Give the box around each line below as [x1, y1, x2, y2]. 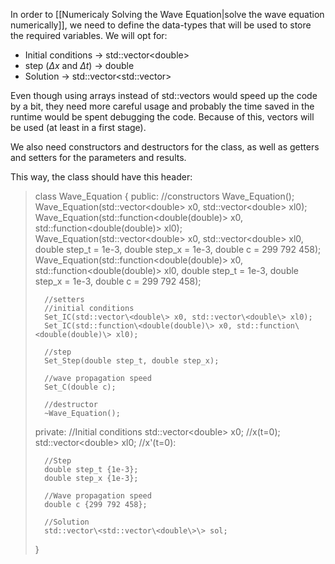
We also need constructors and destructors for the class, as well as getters [10, 141, 320, 153]
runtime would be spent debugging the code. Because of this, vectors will [10, 111, 315, 123]
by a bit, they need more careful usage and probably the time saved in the [10, 100, 315, 112]
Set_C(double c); [44, 382, 117, 392]
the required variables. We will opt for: [10, 30, 168, 41]
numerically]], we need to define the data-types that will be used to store [10, 19, 312, 31]
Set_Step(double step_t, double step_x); [44, 356, 220, 366]
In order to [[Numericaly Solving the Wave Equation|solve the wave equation [10, 9, 325, 20]
